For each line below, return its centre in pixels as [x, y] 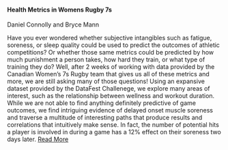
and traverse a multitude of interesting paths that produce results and [105, 118]
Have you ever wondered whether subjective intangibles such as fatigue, [110, 38]
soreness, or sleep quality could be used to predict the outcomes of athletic [114, 45]
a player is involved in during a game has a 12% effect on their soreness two [114, 132]
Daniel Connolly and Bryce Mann [53, 25]
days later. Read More [38, 139]
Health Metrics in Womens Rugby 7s [60, 10]
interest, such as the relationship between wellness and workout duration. [111, 96]
